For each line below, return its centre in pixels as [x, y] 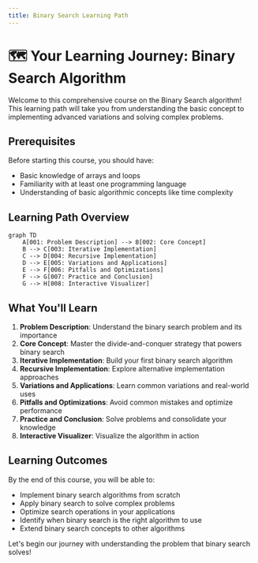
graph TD [22, 236]
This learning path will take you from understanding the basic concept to [126, 108]
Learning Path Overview [69, 217]
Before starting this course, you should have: [81, 160]
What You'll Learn [53, 308]
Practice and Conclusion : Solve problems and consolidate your [123, 419]
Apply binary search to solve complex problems [97, 503]
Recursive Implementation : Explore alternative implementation [122, 369]
